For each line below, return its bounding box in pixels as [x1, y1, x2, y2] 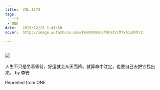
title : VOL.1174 [5, 7, 41, 12]
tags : [5, 12, 16, 17]
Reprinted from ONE [5, 79, 46, 85]
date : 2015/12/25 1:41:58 [5, 26, 63, 30]
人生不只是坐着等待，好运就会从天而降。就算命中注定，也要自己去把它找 [5, 63, 151, 69]
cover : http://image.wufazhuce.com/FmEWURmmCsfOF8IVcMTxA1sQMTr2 [5, 30, 143, 35]
